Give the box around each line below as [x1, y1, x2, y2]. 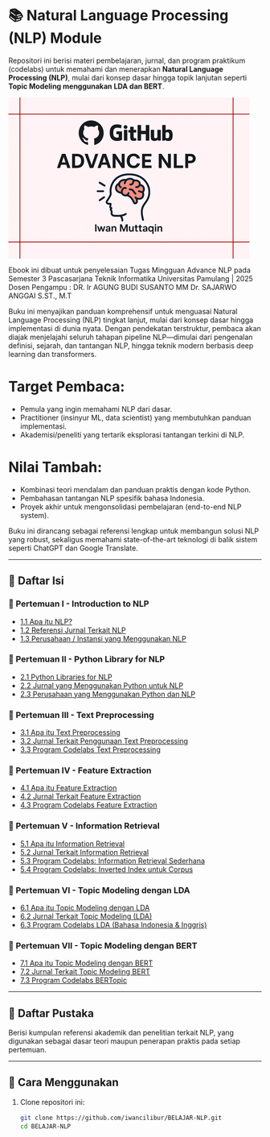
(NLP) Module [8, 29, 102, 48]
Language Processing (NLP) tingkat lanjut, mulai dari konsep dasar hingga [8, 315, 254, 325]
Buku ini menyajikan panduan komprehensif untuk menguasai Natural [8, 306, 239, 316]
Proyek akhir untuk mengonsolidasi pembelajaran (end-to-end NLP [19, 501, 242, 512]
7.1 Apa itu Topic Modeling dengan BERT [19, 958, 153, 968]
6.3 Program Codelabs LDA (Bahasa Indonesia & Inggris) [19, 919, 207, 929]
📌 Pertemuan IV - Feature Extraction [8, 765, 152, 776]
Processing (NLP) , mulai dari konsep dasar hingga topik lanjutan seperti [8, 73, 247, 82]
